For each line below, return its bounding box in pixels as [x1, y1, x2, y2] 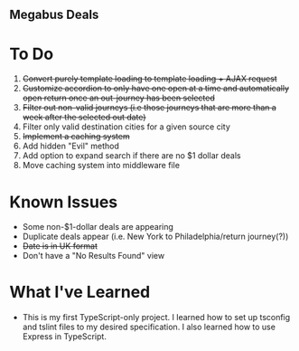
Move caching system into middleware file [22, 160, 181, 171]
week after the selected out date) [22, 112, 146, 123]
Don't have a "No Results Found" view [22, 251, 165, 261]
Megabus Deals [9, 7, 99, 23]
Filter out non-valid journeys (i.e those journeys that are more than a [22, 102, 277, 113]
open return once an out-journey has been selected [22, 92, 215, 103]
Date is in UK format [22, 241, 98, 251]
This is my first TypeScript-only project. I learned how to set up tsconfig [22, 312, 291, 323]
